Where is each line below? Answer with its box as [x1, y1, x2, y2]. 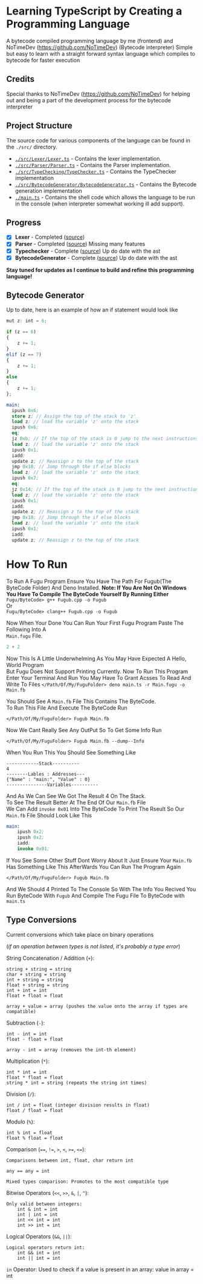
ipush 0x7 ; [11, 475, 39, 481]
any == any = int [6, 1168, 50, 1174]
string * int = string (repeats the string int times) [6, 1080, 147, 1086]
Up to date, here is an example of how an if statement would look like [6, 306, 178, 313]
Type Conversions [6, 915, 77, 925]
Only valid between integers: [6, 1201, 83, 1207]
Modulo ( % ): [6, 1118, 35, 1125]
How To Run [6, 557, 68, 571]
